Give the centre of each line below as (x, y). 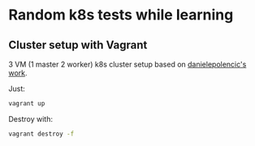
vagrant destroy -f (41, 134)
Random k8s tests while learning (121, 15)
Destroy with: (30, 118)
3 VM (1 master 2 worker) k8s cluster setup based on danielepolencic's (127, 64)
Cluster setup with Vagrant (78, 45)
